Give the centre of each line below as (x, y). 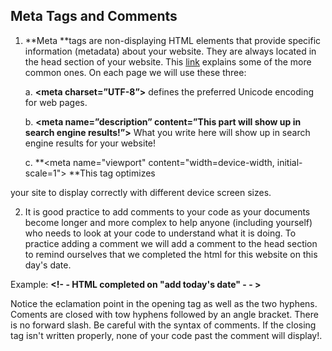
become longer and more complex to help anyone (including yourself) (168, 222)
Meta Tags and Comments (94, 16)
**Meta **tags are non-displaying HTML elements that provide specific (173, 40)
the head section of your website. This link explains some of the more (168, 61)
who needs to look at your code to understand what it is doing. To (160, 233)
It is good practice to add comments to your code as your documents (167, 211)
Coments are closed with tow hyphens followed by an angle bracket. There (164, 314)
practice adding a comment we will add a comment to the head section (171, 243)
